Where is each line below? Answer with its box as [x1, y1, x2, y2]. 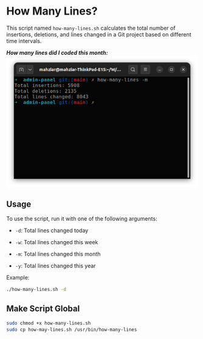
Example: [6, 274, 30, 281]
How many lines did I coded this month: [6, 49, 108, 56]
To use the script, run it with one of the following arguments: [6, 215, 157, 222]
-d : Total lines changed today [15, 227, 89, 235]
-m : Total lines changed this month [15, 250, 101, 258]
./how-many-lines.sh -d [6, 287, 67, 293]
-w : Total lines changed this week [15, 239, 98, 246]
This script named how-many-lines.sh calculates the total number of [6, 24, 176, 32]
